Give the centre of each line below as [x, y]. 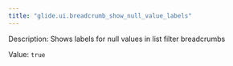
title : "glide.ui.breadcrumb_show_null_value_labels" [100, 16]
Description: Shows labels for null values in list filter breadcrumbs [117, 39]
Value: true [27, 54]
